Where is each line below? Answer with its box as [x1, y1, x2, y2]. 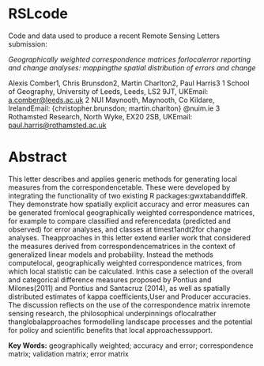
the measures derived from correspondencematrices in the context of [8, 241, 236, 251]
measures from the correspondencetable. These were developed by [8, 183, 231, 192]
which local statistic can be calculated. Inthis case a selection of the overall [8, 266, 254, 276]
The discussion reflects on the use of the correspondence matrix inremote [8, 300, 251, 309]
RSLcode [8, 5, 69, 23]
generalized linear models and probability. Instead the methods [8, 250, 213, 259]
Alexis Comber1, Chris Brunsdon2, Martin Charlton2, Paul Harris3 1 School [8, 78, 250, 88]
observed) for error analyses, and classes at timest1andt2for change [8, 225, 232, 234]
